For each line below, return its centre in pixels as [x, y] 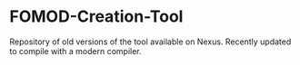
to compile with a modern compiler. [76, 51]
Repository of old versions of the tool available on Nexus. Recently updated [150, 42]
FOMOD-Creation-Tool [96, 17]
